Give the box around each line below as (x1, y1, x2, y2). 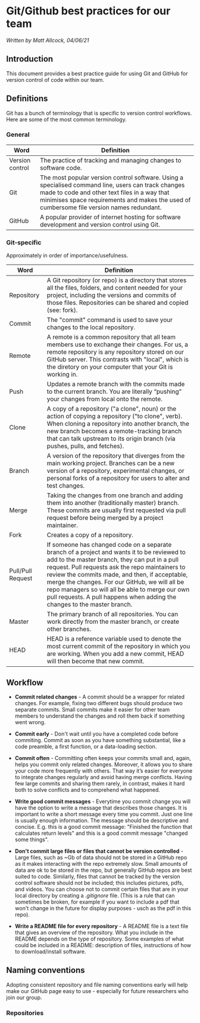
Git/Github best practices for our (6, 4, 171, 18)
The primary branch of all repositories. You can (46, 610, 179, 618)
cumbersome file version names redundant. (39, 203, 162, 212)
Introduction (6, 54, 54, 64)
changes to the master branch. (46, 601, 133, 609)
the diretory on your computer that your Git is (46, 363, 173, 371)
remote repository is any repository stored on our (46, 348, 185, 356)
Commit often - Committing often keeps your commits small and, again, (14, 754, 192, 761)
